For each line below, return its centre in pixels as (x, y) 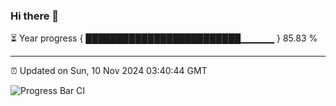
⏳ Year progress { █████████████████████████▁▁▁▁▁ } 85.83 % (164, 38)
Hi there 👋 (35, 16)
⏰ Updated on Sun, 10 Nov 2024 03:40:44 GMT (109, 71)
